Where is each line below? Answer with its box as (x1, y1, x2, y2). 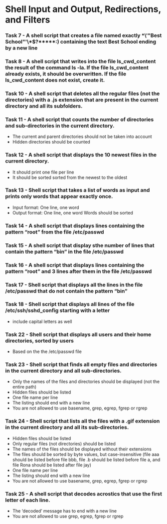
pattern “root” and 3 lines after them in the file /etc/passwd (5, 267, 152, 274)
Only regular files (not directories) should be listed (12, 440, 116, 446)
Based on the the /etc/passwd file (12, 348, 82, 354)
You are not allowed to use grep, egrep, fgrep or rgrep (12, 513, 124, 519)
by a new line (5, 44, 38, 51)
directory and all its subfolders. (5, 102, 83, 109)
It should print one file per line (12, 169, 74, 175)
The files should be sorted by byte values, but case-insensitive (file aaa (12, 451, 160, 457)
